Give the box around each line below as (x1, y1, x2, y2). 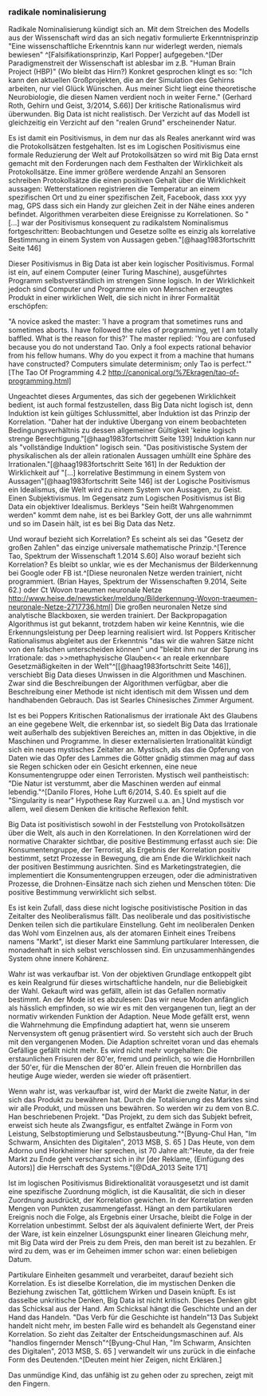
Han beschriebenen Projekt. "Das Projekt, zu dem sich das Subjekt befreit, (8, 1112, 253, 1121)
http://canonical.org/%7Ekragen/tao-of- (108, 368, 240, 378)
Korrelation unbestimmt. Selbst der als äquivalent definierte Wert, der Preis (8, 1220, 254, 1231)
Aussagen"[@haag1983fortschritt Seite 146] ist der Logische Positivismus (8, 477, 251, 486)
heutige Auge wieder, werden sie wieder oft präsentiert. (8, 1071, 191, 1081)
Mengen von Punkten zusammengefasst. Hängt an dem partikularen (8, 1204, 233, 1213)
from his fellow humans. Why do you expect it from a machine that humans (8, 350, 255, 361)
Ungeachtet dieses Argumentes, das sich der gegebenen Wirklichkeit (8, 392, 237, 401)
